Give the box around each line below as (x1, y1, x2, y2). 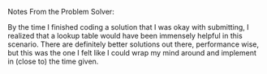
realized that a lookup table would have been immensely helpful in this (7, 31, 243, 40)
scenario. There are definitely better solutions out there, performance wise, (7, 39, 260, 49)
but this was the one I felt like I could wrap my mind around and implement (7, 48, 257, 57)
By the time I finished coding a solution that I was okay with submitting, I (7, 23, 249, 31)
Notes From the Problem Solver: (7, 7, 114, 16)
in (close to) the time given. (7, 56, 99, 66)
